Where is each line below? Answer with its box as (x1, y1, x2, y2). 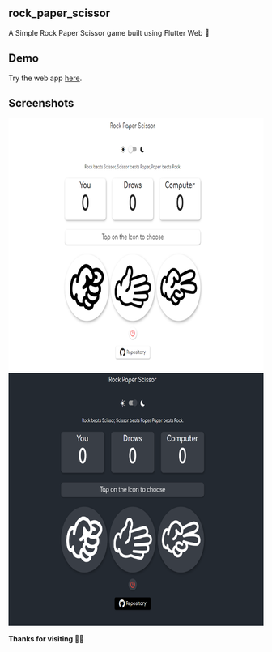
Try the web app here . (8, 73, 83, 83)
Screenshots (8, 96, 74, 110)
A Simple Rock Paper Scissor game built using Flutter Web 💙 (8, 28, 210, 37)
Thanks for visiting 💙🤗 (8, 634, 85, 644)
